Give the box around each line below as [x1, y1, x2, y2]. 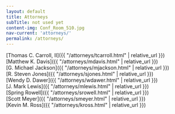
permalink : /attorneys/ [6, 36, 64, 42]
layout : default [6, 8, 45, 15]
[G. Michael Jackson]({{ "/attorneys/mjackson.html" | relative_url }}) [6, 64, 170, 71]
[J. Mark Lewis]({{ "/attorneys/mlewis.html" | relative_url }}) [6, 83, 149, 89]
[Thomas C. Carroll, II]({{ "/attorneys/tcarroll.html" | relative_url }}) [6, 52, 165, 58]
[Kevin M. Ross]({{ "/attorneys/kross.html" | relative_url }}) [6, 102, 146, 108]
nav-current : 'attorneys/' [6, 30, 72, 36]
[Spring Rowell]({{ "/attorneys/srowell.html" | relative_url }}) [6, 89, 149, 96]
